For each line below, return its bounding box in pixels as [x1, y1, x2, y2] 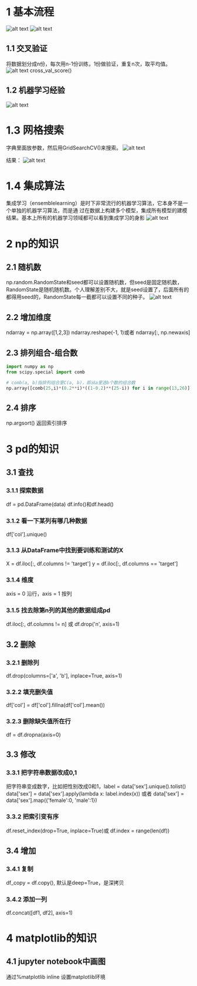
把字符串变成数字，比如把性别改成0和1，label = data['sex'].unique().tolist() [6, 783, 186, 790]
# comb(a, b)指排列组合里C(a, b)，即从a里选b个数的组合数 [6, 379, 136, 386]
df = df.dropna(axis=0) [6, 731, 62, 738]
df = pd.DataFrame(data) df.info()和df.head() [6, 501, 114, 508]
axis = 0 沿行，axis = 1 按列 [6, 590, 72, 597]
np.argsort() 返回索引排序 [6, 420, 67, 427]
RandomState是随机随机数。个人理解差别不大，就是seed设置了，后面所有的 [6, 286, 189, 293]
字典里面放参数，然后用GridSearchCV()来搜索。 [6, 144, 122, 151]
